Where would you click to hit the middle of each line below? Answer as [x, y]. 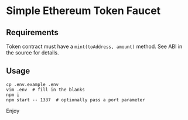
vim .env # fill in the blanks [45, 90]
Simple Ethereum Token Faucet [83, 11]
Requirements [32, 32]
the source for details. [33, 53]
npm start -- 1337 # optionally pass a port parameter [76, 100]
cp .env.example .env [33, 84]
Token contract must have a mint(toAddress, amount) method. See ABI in [94, 46]
